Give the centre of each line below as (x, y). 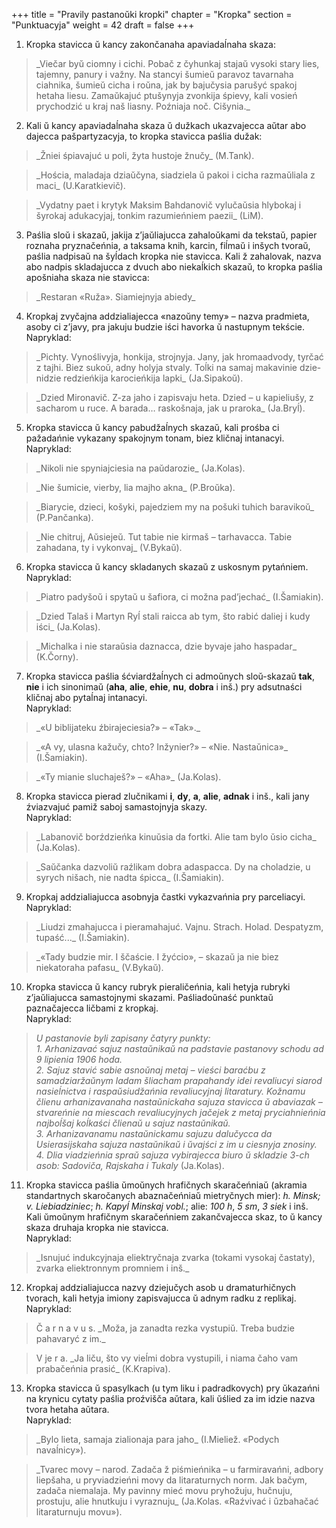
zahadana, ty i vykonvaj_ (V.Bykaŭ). (109, 547)
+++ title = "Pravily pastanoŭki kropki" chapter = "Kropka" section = (152, 14)
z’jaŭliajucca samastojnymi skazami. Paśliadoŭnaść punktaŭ (149, 997)
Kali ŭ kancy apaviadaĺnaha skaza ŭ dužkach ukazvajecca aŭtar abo (166, 125)
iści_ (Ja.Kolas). (68, 627)
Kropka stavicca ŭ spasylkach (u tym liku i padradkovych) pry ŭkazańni (172, 1388)
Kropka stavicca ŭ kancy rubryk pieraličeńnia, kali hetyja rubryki (158, 987)
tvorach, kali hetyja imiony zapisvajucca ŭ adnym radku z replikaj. (161, 1298)
